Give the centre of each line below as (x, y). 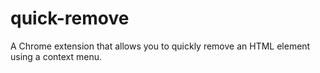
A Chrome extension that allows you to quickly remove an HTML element (160, 46)
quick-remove (70, 18)
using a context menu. (56, 56)
